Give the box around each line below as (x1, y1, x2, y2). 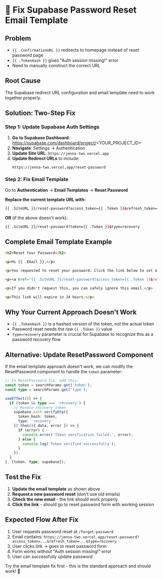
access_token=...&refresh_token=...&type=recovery (12, 539, 117, 544)
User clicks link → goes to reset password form (12, 543, 107, 549)
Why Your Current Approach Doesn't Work (5, 308, 137, 316)
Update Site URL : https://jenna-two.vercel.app (12, 150, 109, 156)
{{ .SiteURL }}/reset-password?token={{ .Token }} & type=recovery (5, 224, 140, 229)
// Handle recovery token (14, 405, 66, 410)
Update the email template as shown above (12, 486, 100, 492)
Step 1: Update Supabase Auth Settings (5, 124, 99, 131)
